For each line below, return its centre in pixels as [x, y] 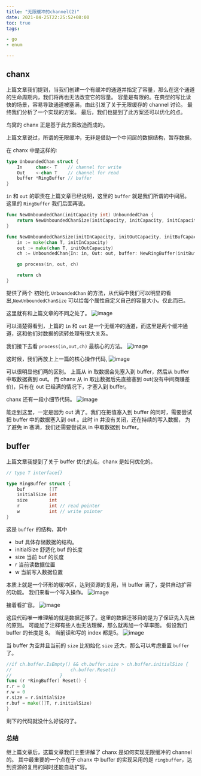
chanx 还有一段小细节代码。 [41, 399]
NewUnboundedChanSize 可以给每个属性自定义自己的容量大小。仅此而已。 [101, 300]
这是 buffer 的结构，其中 [37, 529]
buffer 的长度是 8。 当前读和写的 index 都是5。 [64, 632]
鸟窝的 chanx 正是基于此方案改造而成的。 [57, 125]
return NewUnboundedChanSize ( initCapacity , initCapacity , [91, 221]
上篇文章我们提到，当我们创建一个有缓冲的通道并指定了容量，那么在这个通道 [100, 89]
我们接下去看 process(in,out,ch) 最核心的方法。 [66, 346]
